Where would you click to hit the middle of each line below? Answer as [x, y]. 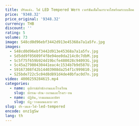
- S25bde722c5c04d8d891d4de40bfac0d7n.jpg [54, 74]
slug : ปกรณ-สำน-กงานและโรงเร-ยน [43, 93]
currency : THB [20, 24]
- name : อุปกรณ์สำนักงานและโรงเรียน [39, 88]
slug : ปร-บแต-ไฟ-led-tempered [35, 107]
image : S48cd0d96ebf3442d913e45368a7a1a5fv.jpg [55, 42]
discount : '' [19, 28]
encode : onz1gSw [22, 111]
